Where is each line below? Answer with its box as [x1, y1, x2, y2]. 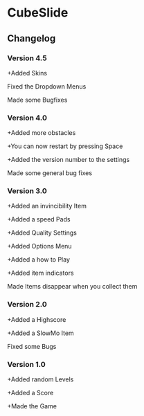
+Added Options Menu [7, 242, 72, 251]
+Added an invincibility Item [7, 202, 87, 210]
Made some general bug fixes [7, 169, 92, 177]
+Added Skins [7, 69, 47, 77]
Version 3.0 [7, 186, 47, 196]
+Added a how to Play [7, 255, 71, 264]
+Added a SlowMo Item [7, 329, 74, 337]
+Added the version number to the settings [7, 156, 130, 164]
